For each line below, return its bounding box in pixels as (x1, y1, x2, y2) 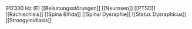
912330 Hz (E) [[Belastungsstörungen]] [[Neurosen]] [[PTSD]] (5, 5, 156, 11)
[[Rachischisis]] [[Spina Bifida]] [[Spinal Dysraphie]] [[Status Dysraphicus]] (5, 11, 187, 18)
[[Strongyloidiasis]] (5, 17, 52, 23)
